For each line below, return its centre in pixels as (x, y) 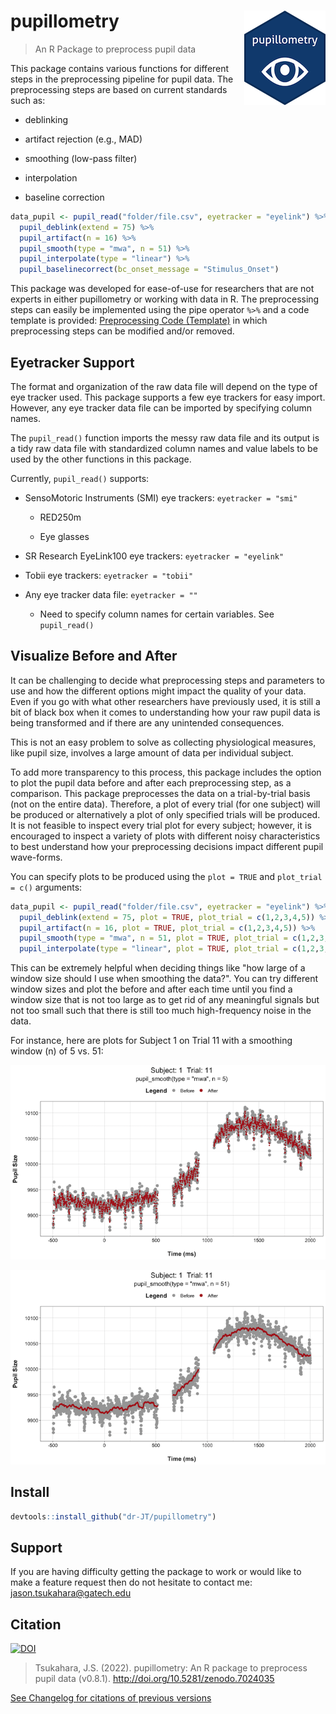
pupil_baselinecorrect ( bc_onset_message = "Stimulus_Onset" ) (149, 270)
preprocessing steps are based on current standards (119, 89)
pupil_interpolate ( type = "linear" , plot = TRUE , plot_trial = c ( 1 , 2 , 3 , (174, 949)
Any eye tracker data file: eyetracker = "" (111, 594)
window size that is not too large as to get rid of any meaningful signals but (165, 1000)
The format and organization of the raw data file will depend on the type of (164, 386)
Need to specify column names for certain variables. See (157, 614)
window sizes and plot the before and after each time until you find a (151, 989)
